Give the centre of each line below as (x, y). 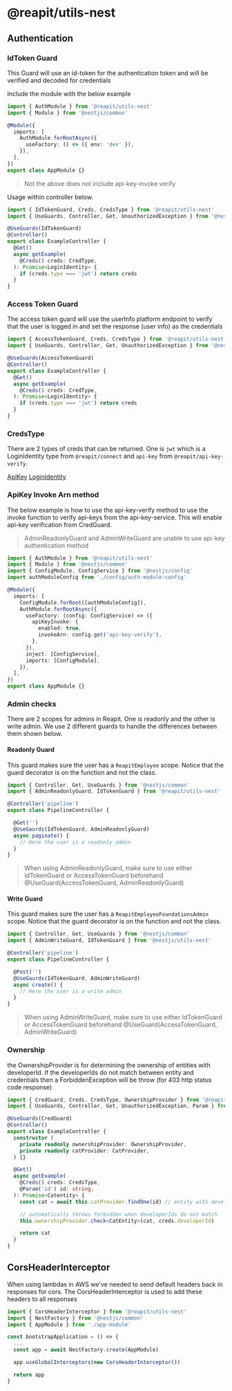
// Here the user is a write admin (71, 991)
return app (29, 1374)
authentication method (56, 545)
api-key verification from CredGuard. (60, 524)
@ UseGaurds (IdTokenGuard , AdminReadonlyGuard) (81, 829)
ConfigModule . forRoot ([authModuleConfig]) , (83, 602)
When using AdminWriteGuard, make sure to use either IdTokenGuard (123, 1017)
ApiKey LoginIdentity (37, 477)
